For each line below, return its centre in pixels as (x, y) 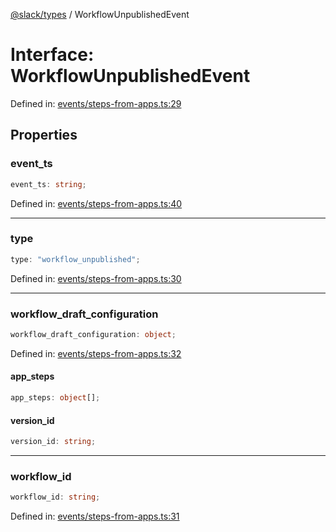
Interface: (52, 55)
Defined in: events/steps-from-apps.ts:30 (96, 278)
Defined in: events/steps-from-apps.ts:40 (96, 203)
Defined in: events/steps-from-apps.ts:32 (96, 353)
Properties (44, 135)
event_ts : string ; (48, 184)
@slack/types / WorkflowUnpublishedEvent (100, 14)
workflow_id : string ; (55, 497)
